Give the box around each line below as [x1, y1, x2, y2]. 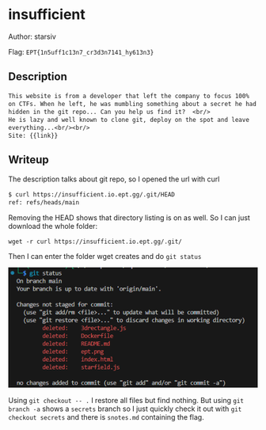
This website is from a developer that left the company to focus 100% [8, 92, 249, 100]
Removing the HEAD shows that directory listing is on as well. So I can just [8, 213, 251, 223]
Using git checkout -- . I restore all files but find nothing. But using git [8, 395, 244, 405]
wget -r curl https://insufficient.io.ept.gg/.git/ [8, 238, 182, 246]
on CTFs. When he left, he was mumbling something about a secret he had [8, 100, 257, 108]
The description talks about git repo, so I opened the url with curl [8, 174, 220, 184]
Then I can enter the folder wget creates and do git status [8, 252, 202, 261]
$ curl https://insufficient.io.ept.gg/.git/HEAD [8, 190, 176, 199]
